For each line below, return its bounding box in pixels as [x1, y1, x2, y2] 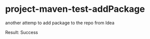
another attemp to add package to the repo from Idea [5, 20, 115, 26]
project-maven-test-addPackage [5, 3, 146, 15]
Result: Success [5, 29, 38, 35]
